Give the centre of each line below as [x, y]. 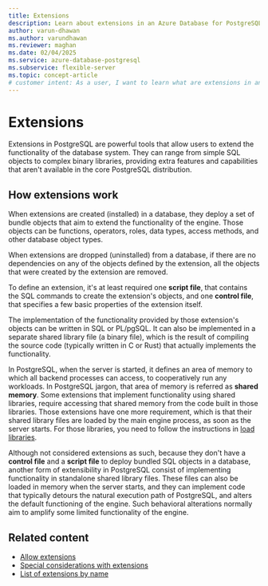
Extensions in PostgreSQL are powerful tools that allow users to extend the [131, 144]
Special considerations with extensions [84, 565]
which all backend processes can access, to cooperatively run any [118, 378]
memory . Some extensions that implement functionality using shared [122, 395]
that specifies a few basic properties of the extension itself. [106, 305]
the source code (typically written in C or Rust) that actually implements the [132, 345]
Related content [49, 538]
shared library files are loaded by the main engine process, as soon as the [130, 421]
